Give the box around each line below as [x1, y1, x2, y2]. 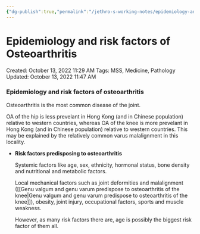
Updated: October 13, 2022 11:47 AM [6, 73, 96, 80]
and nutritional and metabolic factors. [14, 167, 107, 174]
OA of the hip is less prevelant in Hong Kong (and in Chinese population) [6, 113, 183, 120]
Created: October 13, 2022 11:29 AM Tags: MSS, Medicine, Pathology [6, 67, 176, 74]
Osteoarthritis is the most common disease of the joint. [6, 101, 141, 108]
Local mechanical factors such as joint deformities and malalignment [14, 179, 183, 186]
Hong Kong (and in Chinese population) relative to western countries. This [6, 126, 188, 133]
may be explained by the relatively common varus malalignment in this [6, 132, 179, 139]
